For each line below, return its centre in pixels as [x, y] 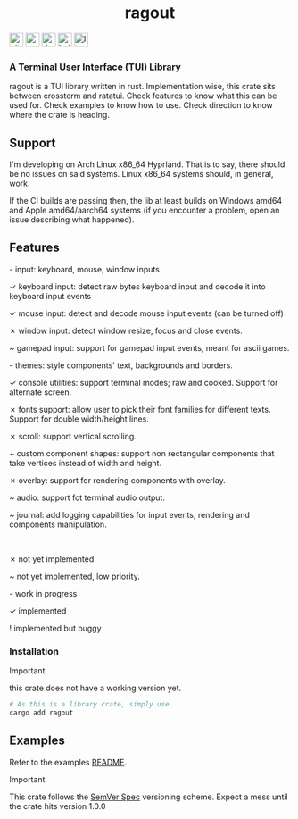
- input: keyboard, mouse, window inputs [85, 269]
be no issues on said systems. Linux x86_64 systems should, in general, [141, 174]
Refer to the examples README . [68, 762]
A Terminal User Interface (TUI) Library [95, 67]
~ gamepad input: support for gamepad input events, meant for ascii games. [149, 347]
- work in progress [43, 593]
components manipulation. [58, 524]
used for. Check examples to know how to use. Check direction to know [141, 105]
